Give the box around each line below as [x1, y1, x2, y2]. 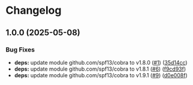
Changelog [5, 4, 62, 17]
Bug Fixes [5, 45, 35, 54]
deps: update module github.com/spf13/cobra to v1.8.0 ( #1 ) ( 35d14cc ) [14, 59, 188, 66]
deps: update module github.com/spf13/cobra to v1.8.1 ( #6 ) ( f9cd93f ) [14, 65, 186, 72]
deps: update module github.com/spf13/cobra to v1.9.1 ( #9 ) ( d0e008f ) [14, 71, 188, 78]
